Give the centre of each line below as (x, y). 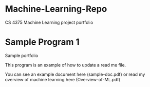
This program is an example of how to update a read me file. (66, 65)
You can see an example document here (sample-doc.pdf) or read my (75, 74)
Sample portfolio (22, 55)
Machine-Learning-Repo (56, 9)
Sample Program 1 (42, 42)
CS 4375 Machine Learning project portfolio (49, 22)
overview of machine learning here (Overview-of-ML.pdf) (63, 79)
